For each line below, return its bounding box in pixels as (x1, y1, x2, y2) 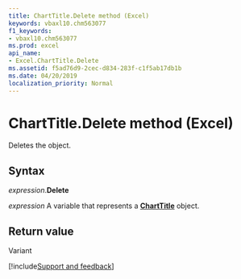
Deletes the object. (8, 140, 71, 150)
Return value (8, 224, 74, 238)
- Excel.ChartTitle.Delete (8, 57, 99, 65)
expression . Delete (8, 185, 69, 195)
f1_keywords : (8, 27, 52, 35)
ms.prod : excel (8, 42, 60, 50)
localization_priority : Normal (8, 79, 114, 87)
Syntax (8, 164, 45, 177)
